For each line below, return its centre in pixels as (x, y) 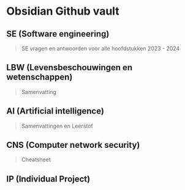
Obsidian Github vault (63, 11)
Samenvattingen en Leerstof (57, 126)
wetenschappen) (40, 77)
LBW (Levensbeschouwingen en (70, 68)
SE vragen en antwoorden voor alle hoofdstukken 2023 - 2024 (100, 48)
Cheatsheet (36, 159)
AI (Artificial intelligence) (55, 111)
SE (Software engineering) (58, 34)
